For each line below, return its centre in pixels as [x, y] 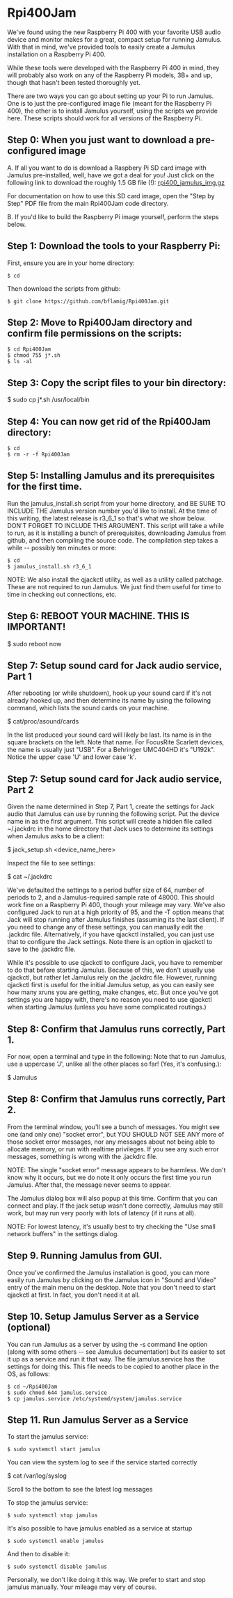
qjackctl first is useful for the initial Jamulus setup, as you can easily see [111, 985]
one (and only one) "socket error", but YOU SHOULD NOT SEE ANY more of [116, 1134]
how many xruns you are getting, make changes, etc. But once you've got [113, 992]
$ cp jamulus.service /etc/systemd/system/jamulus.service [95, 1399]
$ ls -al [20, 362]
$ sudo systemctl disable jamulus [57, 1567]
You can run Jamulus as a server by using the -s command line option [107, 1344]
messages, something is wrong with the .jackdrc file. [82, 1156]
